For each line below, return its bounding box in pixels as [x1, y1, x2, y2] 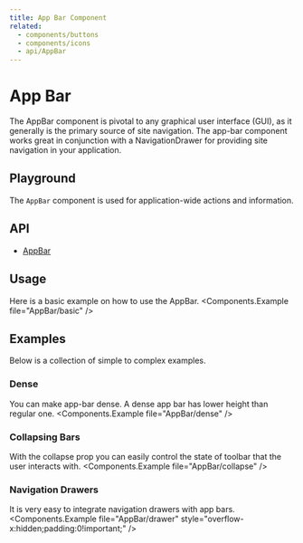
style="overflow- [180, 513, 244, 525]
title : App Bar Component [9, 13, 107, 23]
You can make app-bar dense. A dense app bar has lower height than [9, 398, 269, 409]
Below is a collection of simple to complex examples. [9, 355, 206, 367]
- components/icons [17, 38, 91, 48]
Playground [9, 171, 76, 186]
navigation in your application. [9, 145, 122, 156]
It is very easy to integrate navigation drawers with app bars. [9, 504, 235, 515]
